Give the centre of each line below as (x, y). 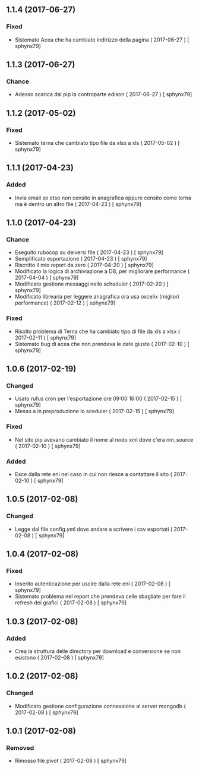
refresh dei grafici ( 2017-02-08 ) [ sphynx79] (70, 603)
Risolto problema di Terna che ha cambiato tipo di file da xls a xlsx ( (97, 331)
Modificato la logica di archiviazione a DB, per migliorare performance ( (102, 271)
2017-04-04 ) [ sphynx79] (47, 278)
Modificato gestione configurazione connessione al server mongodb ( (100, 706)
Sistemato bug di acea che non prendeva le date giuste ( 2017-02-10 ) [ (102, 344)
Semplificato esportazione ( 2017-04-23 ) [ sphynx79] (81, 259)
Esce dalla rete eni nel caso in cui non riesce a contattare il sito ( (93, 474)
